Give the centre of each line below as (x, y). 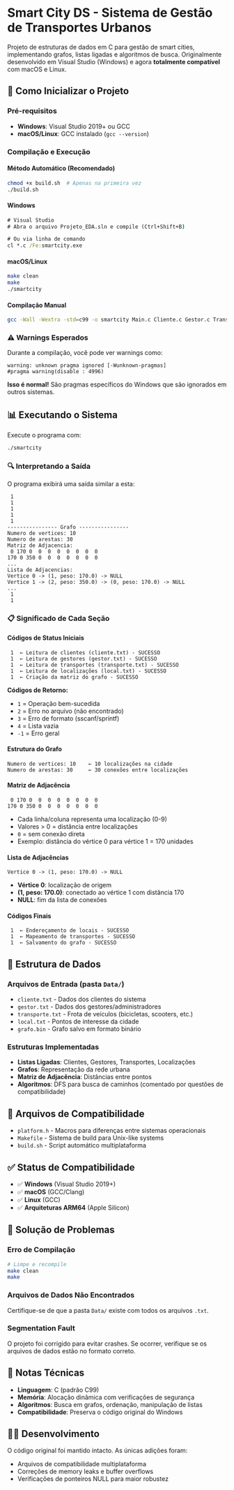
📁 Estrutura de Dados (54, 964)
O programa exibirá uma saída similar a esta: (71, 484)
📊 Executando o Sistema (63, 415)
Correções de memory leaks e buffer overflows (85, 1472)
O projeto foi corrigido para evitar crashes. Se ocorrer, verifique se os (107, 1344)
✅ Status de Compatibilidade (71, 1167)
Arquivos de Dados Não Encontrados (71, 1295)
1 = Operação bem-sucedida (58, 703)
